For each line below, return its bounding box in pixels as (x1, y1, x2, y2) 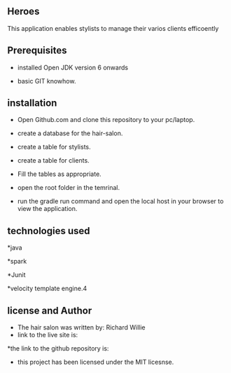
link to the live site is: (17, 331, 78, 339)
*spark (7, 257, 27, 266)
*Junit (7, 271, 26, 279)
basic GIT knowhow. (17, 76, 76, 85)
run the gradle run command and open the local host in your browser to (17, 197, 224, 205)
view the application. (17, 205, 78, 213)
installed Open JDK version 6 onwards (17, 63, 128, 72)
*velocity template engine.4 (7, 284, 87, 293)
